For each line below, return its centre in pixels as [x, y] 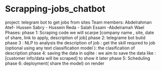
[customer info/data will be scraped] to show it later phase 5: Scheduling [78, 58]
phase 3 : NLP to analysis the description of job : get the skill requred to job [80, 43]
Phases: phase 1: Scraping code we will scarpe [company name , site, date [80, 32]
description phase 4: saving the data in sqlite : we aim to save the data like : [80, 53]
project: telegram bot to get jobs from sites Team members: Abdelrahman [78, 22]
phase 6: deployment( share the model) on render [55, 63]
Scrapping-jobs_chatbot [55, 9]
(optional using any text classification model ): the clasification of [70, 48]
